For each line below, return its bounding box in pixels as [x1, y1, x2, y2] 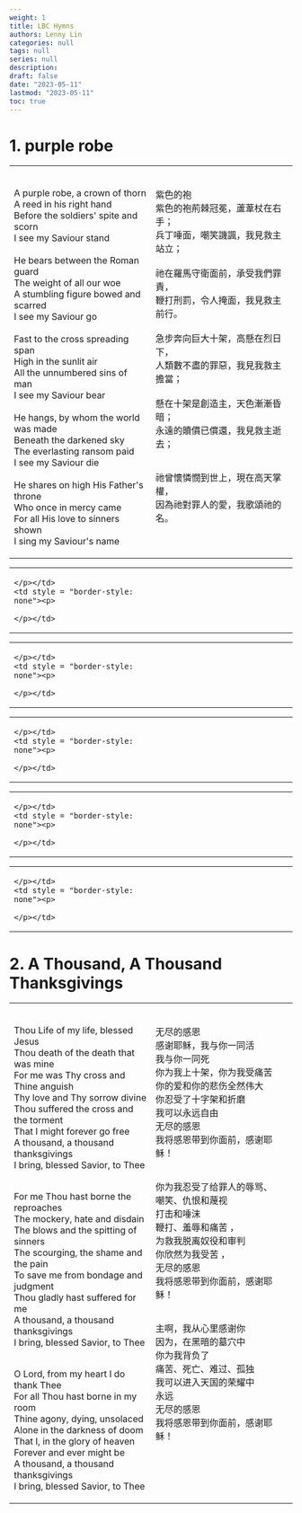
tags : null [9, 47, 50, 56]
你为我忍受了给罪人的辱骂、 [155, 1181, 273, 1193]
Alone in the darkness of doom [13, 1424, 144, 1437]
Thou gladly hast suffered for [13, 1291, 137, 1304]
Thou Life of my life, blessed [13, 1024, 134, 1037]
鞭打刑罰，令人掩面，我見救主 [155, 294, 282, 306]
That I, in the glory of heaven [13, 1435, 135, 1447]
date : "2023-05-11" [9, 80, 83, 89]
